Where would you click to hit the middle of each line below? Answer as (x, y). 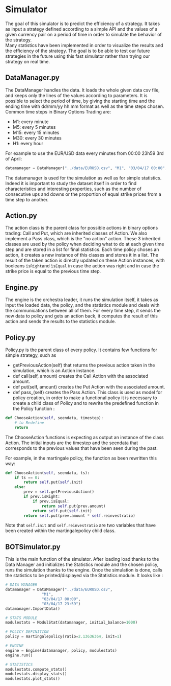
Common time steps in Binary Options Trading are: (58, 111)
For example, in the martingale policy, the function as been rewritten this (81, 458)
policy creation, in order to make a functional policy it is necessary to (85, 398)
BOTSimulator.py (33, 547)
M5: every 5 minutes (34, 127)
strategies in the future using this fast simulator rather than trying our (78, 56)
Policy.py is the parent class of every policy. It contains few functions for (81, 350)
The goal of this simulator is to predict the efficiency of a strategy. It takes (83, 24)
